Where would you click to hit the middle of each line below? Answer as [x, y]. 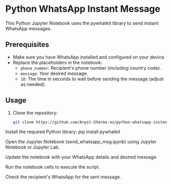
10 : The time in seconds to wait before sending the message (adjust [92, 79]
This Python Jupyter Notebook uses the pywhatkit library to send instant [82, 23]
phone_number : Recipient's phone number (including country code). [91, 68]
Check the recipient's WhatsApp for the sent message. [63, 177]
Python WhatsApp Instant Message [83, 9]
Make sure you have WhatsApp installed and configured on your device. [89, 57]
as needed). [33, 84]
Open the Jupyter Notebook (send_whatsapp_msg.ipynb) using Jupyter [81, 142]
